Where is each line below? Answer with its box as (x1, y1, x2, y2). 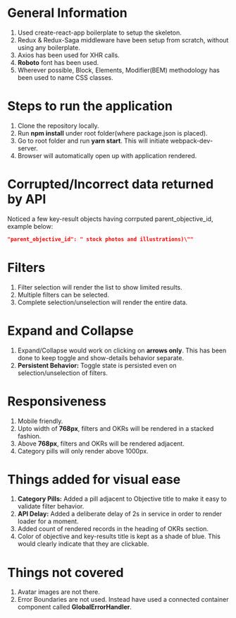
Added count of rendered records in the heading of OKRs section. (17, 525, 209, 533)
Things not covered (7, 564, 124, 581)
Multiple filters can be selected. (17, 290, 109, 299)
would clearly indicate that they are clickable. (17, 540, 149, 548)
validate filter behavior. (17, 502, 85, 511)
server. (17, 143, 39, 153)
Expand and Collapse (7, 323, 134, 338)
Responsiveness (7, 393, 107, 409)
